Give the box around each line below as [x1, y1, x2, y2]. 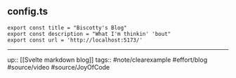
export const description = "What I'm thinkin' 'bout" [7, 30, 171, 37]
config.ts [7, 6, 48, 18]
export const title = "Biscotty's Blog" [7, 24, 128, 31]
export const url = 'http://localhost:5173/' [7, 37, 143, 44]
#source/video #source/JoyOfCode [7, 63, 110, 71]
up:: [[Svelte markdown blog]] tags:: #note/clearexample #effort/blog [7, 56, 208, 64]
